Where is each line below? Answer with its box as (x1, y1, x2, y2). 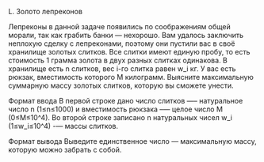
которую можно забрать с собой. (8, 145, 122, 154)
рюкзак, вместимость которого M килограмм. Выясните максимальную (8, 73, 254, 81)
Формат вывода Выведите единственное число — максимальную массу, (8, 137, 258, 145)
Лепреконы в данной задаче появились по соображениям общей (8, 22, 231, 31)
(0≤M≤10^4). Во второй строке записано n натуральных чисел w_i (8, 113, 232, 122)
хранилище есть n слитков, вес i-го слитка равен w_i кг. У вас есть (8, 64, 236, 73)
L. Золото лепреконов (8, 7, 83, 16)
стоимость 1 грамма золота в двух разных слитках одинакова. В (8, 55, 228, 65)
